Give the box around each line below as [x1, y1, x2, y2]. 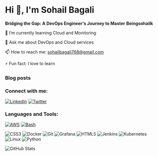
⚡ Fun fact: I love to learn [5, 60, 55, 66]
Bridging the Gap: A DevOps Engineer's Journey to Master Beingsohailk [5, 20, 153, 26]
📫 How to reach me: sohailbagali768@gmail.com [5, 49, 104, 55]
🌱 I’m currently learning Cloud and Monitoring [5, 30, 96, 35]
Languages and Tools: [5, 111, 58, 118]
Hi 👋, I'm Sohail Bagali [5, 4, 95, 16]
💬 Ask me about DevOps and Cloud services [5, 39, 94, 45]
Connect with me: [5, 87, 48, 94]
